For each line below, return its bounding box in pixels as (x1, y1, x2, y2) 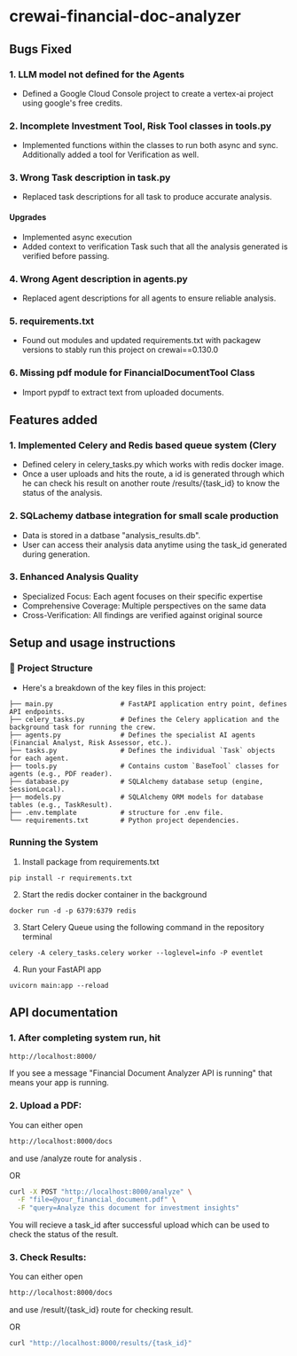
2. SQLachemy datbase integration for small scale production (9, 510, 279, 522)
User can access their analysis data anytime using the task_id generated (21, 539, 287, 550)
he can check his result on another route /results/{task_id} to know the (21, 478, 280, 489)
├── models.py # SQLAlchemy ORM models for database (9, 792, 264, 802)
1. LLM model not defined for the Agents (9, 68, 184, 81)
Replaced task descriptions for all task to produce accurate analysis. (21, 192, 272, 202)
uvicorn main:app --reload (9, 981, 109, 990)
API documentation (9, 1005, 118, 1021)
